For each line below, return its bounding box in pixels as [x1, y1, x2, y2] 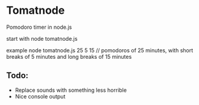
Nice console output [14, 92, 66, 100]
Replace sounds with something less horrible [14, 86, 127, 94]
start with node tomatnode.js [6, 35, 78, 42]
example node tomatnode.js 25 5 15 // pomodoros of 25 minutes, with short [6, 46, 194, 54]
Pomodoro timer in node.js [6, 23, 72, 31]
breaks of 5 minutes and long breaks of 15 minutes [6, 53, 132, 60]
